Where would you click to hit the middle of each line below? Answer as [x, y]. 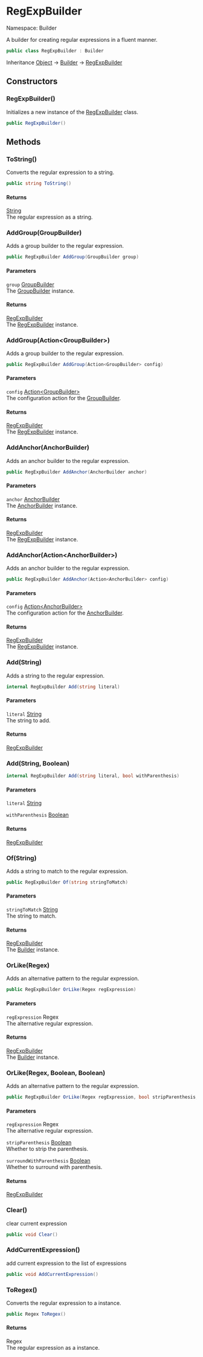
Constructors [32, 82]
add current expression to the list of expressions [66, 1263]
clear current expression [37, 1223]
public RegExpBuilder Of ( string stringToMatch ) [67, 882]
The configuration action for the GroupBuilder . [64, 398]
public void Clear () [32, 1235]
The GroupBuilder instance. [40, 291]
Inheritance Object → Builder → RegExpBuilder [64, 62]
